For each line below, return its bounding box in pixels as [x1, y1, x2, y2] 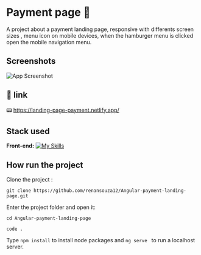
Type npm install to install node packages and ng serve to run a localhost [6, 237, 196, 244]
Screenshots [6, 56, 56, 66]
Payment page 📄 [6, 5, 91, 19]
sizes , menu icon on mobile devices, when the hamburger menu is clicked [6, 32, 194, 39]
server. [6, 243, 24, 251]
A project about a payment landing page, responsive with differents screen [6, 25, 194, 33]
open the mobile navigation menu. [6, 38, 92, 46]
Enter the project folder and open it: [6, 203, 96, 211]
